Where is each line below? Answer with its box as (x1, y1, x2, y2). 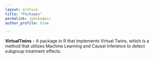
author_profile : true (5, 20, 49, 26)
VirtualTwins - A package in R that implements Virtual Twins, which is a (5, 38, 150, 44)
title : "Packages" (5, 12, 42, 16)
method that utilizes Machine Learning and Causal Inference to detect (5, 43, 145, 49)
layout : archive (5, 7, 38, 12)
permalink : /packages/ (5, 16, 51, 21)
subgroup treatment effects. (5, 48, 62, 54)
